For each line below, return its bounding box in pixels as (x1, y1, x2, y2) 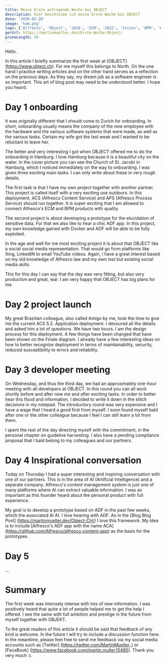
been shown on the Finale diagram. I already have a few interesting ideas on (5, 336, 161, 342)
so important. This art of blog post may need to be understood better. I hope (5, 79, 161, 85)
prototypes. (5, 533, 29, 539)
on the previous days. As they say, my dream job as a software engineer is (5, 74, 157, 80)
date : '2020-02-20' (5, 16, 45, 21)
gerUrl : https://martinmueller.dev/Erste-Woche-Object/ (5, 30, 123, 35)
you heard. (5, 84, 27, 90)
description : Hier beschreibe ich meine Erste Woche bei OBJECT (5, 12, 140, 17)
